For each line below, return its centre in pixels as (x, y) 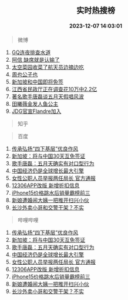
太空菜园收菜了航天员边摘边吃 (48, 67)
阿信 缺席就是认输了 (36, 59)
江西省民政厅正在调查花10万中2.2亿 (54, 89)
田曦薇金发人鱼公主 (35, 104)
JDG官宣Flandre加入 (36, 111)
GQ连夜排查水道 (31, 52)
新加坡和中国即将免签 (37, 82)
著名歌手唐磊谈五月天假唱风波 (48, 96)
